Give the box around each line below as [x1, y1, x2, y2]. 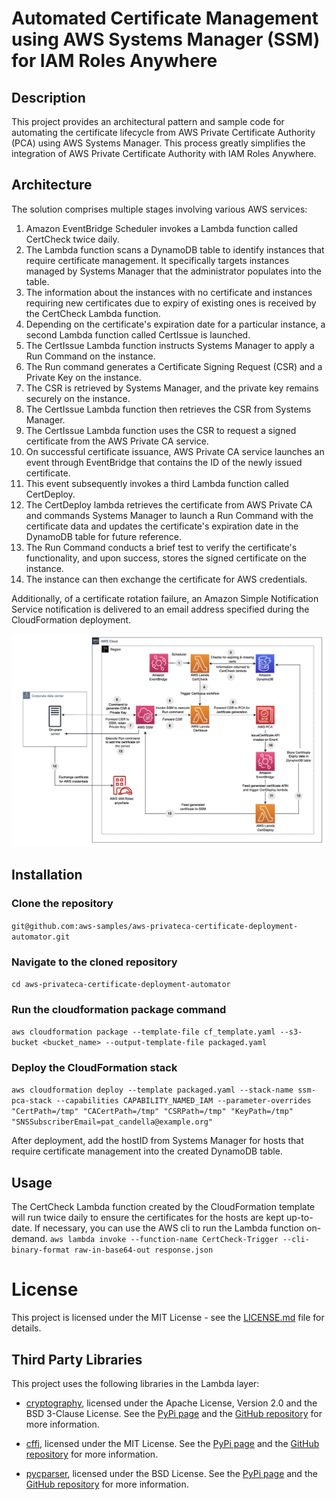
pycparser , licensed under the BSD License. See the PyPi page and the [25, 1468, 318, 1480]
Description [11, 89, 86, 106]
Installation [11, 867, 83, 884]
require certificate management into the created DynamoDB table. [11, 1145, 283, 1157]
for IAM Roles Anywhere [11, 50, 218, 72]
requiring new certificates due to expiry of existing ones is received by [25, 297, 317, 309]
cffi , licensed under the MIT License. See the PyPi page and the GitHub [25, 1438, 320, 1450]
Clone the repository [11, 897, 114, 911]
